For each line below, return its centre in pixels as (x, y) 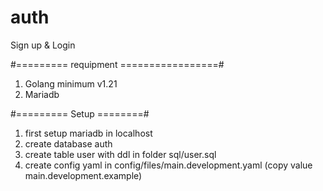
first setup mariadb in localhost (88, 133)
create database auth (68, 143)
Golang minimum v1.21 (71, 83)
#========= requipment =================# (117, 64)
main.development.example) (83, 175)
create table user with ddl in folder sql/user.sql (120, 154)
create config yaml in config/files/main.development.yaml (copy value (168, 165)
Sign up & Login (43, 45)
